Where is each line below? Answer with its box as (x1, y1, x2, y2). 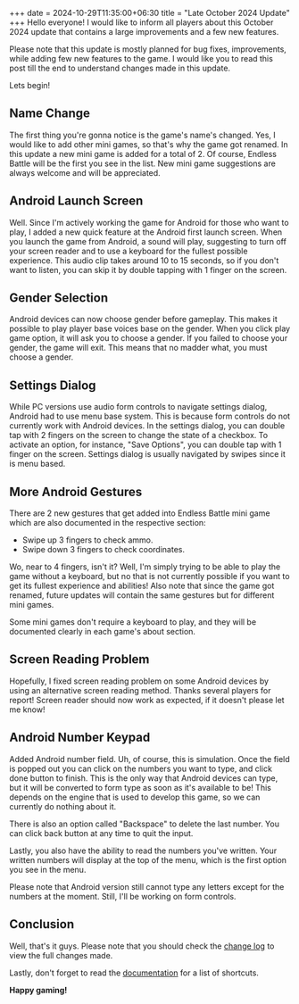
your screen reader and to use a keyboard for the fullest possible (9, 245, 248, 256)
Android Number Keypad (9, 730, 151, 745)
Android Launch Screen (9, 194, 144, 209)
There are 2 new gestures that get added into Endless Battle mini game (9, 508, 270, 519)
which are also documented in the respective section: (9, 518, 207, 528)
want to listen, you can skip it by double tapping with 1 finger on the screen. (9, 264, 287, 275)
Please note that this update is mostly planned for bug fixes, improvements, (9, 44, 287, 54)
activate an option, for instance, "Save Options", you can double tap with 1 (9, 439, 282, 450)
